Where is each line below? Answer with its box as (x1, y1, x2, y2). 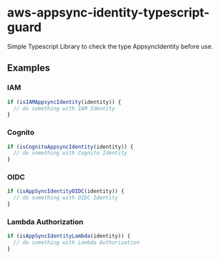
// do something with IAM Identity (13, 105, 115, 112)
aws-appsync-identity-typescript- (7, 5, 210, 21)
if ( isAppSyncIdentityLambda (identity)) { (7, 233, 131, 240)
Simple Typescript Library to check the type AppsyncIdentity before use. (7, 42, 213, 50)
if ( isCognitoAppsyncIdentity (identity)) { (7, 143, 134, 150)
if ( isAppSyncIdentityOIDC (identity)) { (7, 188, 125, 195)
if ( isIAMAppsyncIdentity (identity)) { (7, 99, 122, 105)
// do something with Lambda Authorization (13, 239, 140, 246)
